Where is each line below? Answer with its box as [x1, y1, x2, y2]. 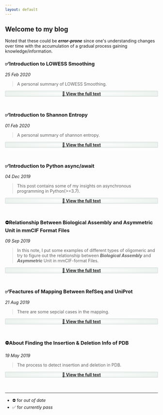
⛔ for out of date [12, 397, 46, 403]
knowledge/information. [5, 48, 53, 54]
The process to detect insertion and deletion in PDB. [16, 362, 122, 368]
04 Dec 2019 [5, 174, 31, 180]
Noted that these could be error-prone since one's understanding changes [5, 38, 155, 44]
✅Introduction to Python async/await [5, 162, 95, 169]
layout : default [5, 7, 38, 12]
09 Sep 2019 [5, 238, 31, 244]
